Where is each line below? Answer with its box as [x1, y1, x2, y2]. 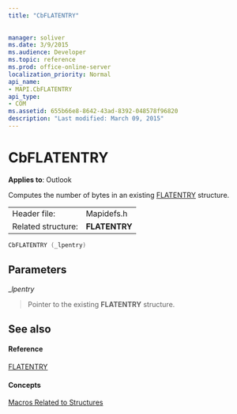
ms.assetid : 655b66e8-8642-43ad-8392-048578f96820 [8, 108, 179, 116]
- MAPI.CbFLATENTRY [8, 85, 73, 93]
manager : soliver [8, 33, 66, 42]
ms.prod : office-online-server [8, 63, 111, 71]
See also [8, 322, 51, 336]
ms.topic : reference [8, 56, 77, 64]
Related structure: [12, 221, 79, 232]
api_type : [8, 93, 41, 101]
